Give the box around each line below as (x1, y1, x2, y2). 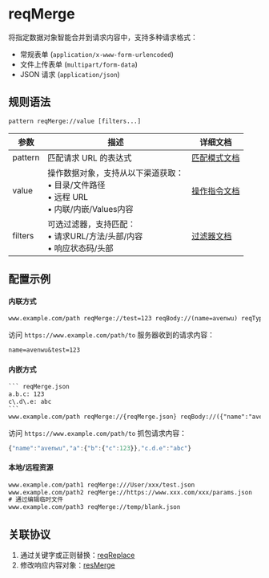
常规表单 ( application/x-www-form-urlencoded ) (19, 49, 175, 59)
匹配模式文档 (191, 152, 240, 163)
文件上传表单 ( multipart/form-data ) (19, 59, 138, 69)
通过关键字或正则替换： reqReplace (19, 550, 135, 560)
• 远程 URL (47, 191, 89, 202)
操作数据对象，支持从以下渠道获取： (47, 167, 184, 178)
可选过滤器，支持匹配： (47, 218, 136, 230)
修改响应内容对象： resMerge (19, 560, 115, 570)
